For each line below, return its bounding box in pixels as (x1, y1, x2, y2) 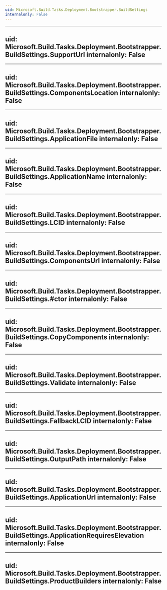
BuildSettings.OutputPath (5, 455, 86, 463)
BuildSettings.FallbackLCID (5, 417, 92, 425)
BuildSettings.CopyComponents (5, 333, 108, 341)
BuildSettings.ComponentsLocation (5, 88, 118, 97)
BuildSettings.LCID (5, 219, 65, 227)
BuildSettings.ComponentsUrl (5, 256, 100, 265)
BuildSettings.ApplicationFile (5, 135, 98, 143)
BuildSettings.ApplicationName (5, 172, 105, 181)
